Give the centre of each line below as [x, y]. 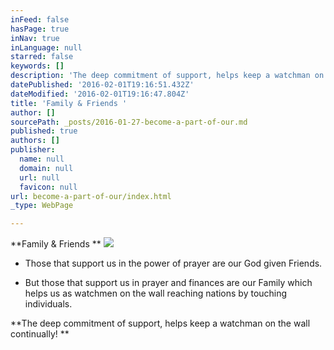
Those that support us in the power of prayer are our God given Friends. [173, 263]
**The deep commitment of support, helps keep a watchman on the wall [160, 323]
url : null [39, 177]
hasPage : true [40, 29]
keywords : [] [37, 66]
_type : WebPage [42, 206]
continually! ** [40, 334]
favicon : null [48, 187]
